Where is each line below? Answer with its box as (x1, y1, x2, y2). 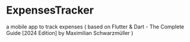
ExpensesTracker (6, 4, 94, 17)
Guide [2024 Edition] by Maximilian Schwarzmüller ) (6, 29, 134, 36)
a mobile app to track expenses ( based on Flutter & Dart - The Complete (6, 23, 185, 30)
